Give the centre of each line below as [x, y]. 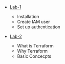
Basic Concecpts [34, 56]
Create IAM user [33, 22]
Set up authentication [39, 27]
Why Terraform [32, 51]
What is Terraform [35, 46]
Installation [28, 16]
